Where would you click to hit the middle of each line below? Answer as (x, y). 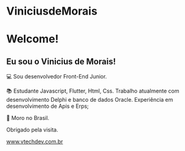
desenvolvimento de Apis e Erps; (48, 106)
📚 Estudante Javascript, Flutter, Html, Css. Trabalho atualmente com (93, 91)
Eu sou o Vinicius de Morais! (61, 61)
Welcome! (33, 39)
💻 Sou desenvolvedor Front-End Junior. (57, 77)
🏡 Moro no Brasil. (28, 118)
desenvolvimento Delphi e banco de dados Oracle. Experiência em (90, 100)
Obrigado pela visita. (32, 130)
